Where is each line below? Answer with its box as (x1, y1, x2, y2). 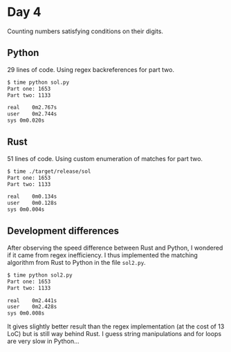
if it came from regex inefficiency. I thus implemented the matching (7, 250, 198, 259)
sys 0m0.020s (7, 117, 45, 124)
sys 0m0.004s (7, 206, 45, 213)
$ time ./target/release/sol (7, 167, 91, 175)
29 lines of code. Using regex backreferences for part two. (7, 65, 175, 73)
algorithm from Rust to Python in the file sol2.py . (7, 258, 147, 266)
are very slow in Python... (7, 337, 80, 346)
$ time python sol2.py (7, 271, 73, 279)
